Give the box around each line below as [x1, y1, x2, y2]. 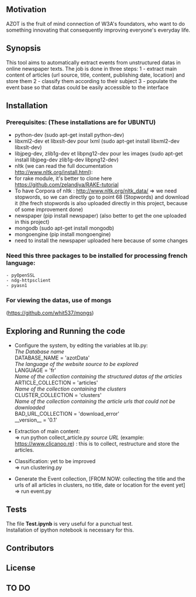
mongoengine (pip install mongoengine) [14, 231, 111, 238]
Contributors [6, 543, 54, 553]
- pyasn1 [6, 282, 27, 288]
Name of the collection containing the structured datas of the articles [14, 372, 183, 379]
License [6, 563, 36, 573]
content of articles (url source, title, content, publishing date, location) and [6, 71, 185, 78]
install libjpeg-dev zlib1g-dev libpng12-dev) [14, 156, 119, 163]
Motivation [6, 5, 47, 15]
